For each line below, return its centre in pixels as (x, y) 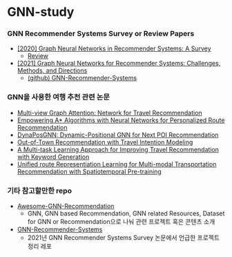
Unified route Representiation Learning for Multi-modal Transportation (117, 164)
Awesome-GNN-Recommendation (66, 206)
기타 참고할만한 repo (40, 191)
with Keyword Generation (53, 157)
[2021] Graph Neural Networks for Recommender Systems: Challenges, (119, 64)
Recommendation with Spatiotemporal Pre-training (89, 171)
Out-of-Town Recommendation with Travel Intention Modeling (105, 142)
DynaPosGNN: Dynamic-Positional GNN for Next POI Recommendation (118, 135)
